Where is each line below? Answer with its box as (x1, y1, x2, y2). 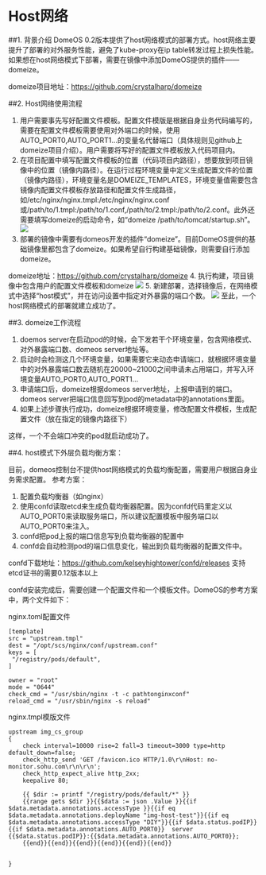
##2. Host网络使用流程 (8, 99, 83, 108)
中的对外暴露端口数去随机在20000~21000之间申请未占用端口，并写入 (19, 364, 248, 374)
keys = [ (8, 649, 37, 656)
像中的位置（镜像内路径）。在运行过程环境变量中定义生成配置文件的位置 (19, 165, 253, 175)
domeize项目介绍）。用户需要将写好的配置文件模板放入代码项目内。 (19, 145, 240, 155)
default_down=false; (8, 749, 77, 757)
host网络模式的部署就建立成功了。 (8, 300, 121, 310)
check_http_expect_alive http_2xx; (22, 769, 141, 777)
